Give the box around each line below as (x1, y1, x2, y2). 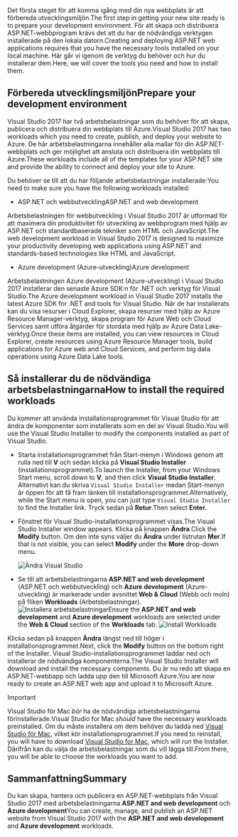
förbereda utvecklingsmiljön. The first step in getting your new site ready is (7, 14, 225, 22)
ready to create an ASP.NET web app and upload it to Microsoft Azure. (7, 679, 214, 688)
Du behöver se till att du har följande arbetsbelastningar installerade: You (7, 176, 219, 184)
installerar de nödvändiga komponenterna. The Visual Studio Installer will (7, 656, 219, 665)
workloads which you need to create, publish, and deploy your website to (7, 132, 222, 141)
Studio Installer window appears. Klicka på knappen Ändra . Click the (17, 524, 217, 533)
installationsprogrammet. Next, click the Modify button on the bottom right (7, 641, 224, 650)
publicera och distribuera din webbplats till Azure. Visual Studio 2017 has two (7, 124, 232, 133)
